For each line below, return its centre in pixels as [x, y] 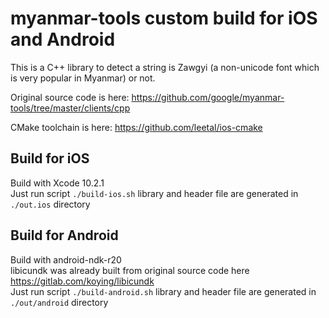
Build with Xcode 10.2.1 [57, 183]
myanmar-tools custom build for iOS [164, 18]
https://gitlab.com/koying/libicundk [82, 281]
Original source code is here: [70, 97]
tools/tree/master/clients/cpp [70, 108]
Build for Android [64, 235]
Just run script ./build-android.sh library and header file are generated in [163, 291]
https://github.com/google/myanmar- [208, 97]
